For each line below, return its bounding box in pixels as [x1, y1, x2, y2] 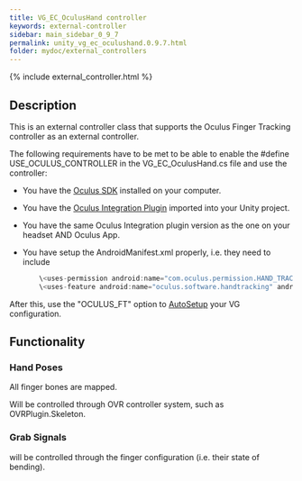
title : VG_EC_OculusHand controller [9, 13, 147, 23]
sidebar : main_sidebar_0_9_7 [9, 30, 119, 39]
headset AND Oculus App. [22, 229, 120, 240]
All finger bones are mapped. [9, 382, 117, 393]
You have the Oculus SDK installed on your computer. [22, 185, 222, 195]
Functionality [9, 334, 86, 349]
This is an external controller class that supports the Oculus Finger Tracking [9, 121, 291, 132]
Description [9, 97, 77, 113]
